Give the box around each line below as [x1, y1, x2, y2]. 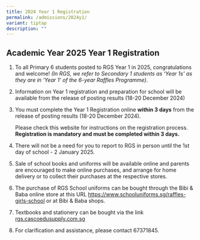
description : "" [6, 25, 47, 32]
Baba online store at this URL [14, 191, 87, 198]
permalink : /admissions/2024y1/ [6, 14, 87, 20]
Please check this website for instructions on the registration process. [14, 124, 188, 131]
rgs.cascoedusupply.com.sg [14, 215, 85, 223]
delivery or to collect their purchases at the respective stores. [14, 173, 168, 180]
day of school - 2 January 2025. [14, 148, 95, 156]
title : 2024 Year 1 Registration [6, 8, 90, 15]
